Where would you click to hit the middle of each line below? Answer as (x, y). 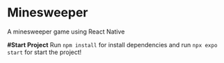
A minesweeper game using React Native (66, 32)
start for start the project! (44, 52)
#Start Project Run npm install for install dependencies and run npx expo (112, 45)
